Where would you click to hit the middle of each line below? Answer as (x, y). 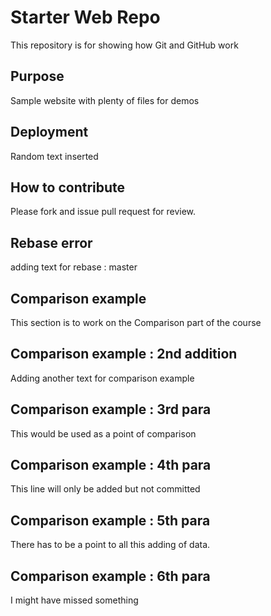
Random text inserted (54, 156)
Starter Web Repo (85, 17)
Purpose (37, 76)
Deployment (49, 132)
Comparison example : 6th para (110, 576)
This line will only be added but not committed (105, 489)
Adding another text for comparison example (102, 378)
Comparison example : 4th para (111, 465)
